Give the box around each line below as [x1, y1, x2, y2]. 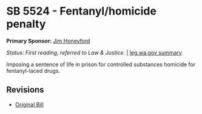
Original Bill [15, 101, 44, 108]
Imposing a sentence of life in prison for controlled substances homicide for [6, 61, 196, 68]
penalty [6, 17, 46, 31]
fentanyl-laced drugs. [6, 67, 61, 74]
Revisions [6, 85, 44, 95]
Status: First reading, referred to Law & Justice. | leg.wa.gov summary [6, 49, 182, 56]
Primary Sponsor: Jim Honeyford [6, 37, 90, 44]
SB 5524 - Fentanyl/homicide [6, 4, 157, 18]
